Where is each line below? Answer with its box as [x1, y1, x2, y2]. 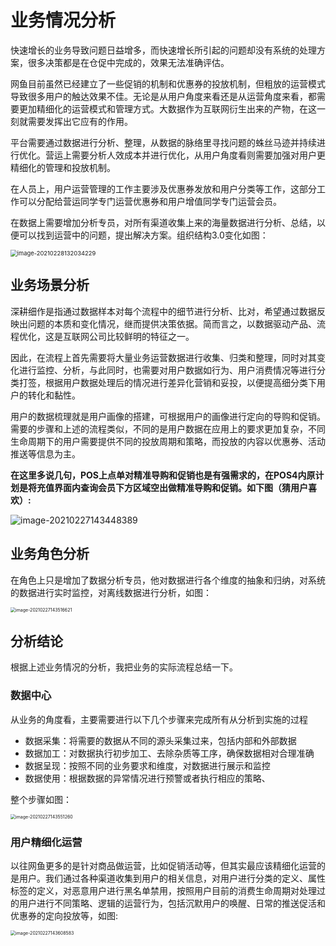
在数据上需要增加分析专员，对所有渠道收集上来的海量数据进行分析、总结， [10, 216, 317, 228]
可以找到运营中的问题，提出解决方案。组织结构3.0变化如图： [18, 229, 269, 241]
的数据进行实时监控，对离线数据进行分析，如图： [10, 586, 212, 598]
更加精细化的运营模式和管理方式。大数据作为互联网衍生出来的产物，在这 [18, 102, 317, 115]
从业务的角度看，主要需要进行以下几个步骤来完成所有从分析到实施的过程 [10, 713, 308, 725]
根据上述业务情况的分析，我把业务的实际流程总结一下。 [10, 661, 238, 673]
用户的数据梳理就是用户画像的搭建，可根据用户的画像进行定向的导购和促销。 [10, 410, 326, 422]
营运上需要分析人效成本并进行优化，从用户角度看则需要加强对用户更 [44, 149, 326, 161]
